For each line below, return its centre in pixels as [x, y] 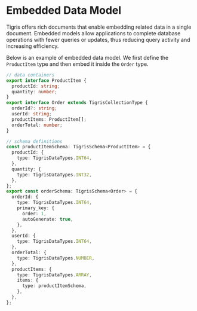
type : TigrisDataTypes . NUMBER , [56, 258]
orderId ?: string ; [35, 108]
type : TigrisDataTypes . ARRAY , [55, 275]
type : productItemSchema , [54, 286]
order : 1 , [34, 214]
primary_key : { [36, 208]
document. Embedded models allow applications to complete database [93, 33]
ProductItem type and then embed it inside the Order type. [77, 64]
